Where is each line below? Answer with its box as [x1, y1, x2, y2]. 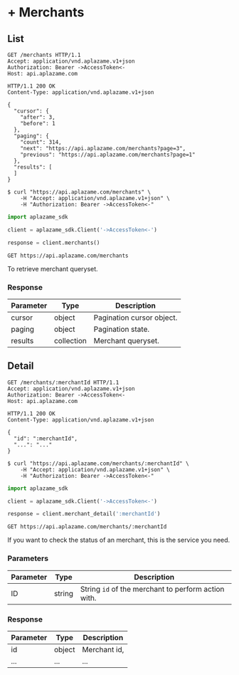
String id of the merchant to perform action [80, 584, 225, 594]
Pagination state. [93, 324, 150, 334]
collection [53, 335, 87, 345]
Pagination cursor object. [93, 313, 178, 323]
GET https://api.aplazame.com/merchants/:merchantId [7, 523, 167, 530]
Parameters [7, 553, 48, 563]
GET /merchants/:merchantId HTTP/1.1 [7, 379, 119, 386]
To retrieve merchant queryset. [7, 264, 98, 273]
